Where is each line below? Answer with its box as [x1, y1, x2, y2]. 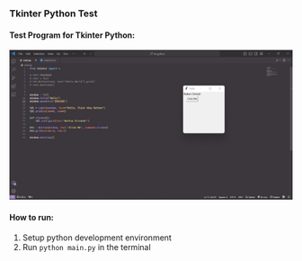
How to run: [9, 211, 54, 222]
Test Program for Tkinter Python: [9, 30, 136, 40]
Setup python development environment [22, 232, 173, 243]
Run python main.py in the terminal [22, 241, 151, 252]
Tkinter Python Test [9, 7, 98, 20]
